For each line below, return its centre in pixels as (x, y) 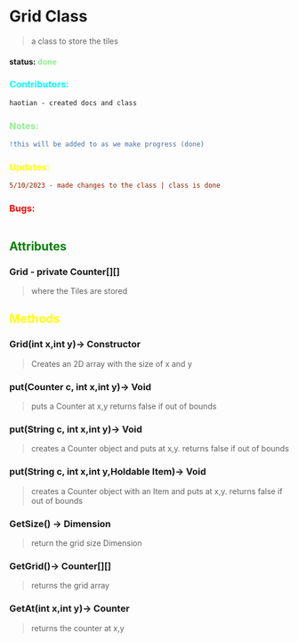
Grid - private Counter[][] (64, 272)
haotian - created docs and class (73, 103)
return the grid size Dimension (86, 543)
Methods (35, 319)
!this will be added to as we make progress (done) (107, 144)
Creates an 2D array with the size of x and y (112, 363)
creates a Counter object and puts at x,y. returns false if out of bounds (160, 449)
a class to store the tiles (74, 41)
